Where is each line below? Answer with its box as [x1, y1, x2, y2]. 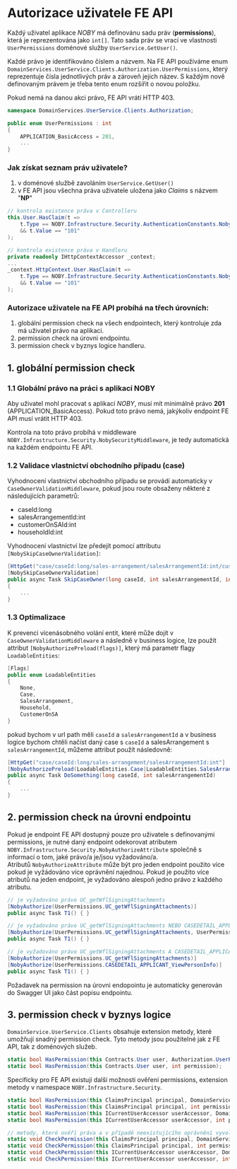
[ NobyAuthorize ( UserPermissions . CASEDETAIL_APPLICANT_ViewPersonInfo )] [7, 961, 222, 968]
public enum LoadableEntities [7, 671, 97, 678]
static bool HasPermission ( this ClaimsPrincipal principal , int [7, 1103, 200, 1110]
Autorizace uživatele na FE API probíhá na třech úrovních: [7, 303, 209, 313]
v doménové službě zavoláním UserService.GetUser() [17, 179, 174, 187]
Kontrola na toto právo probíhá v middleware [7, 428, 137, 436]
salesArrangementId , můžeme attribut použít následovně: [7, 745, 173, 754]
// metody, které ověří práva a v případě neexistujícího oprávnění [7, 1129, 213, 1136]
